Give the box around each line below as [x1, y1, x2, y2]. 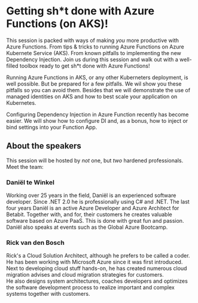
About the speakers [6, 141, 82, 151]
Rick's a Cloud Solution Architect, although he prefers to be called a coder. [6, 252, 190, 259]
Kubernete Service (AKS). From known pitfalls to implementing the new [6, 49, 181, 56]
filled [6, 62, 19, 69]
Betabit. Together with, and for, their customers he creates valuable [6, 211, 172, 218]
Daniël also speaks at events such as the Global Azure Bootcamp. [6, 223, 168, 231]
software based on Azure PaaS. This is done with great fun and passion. [6, 217, 184, 225]
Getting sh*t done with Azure [6, 4, 155, 18]
